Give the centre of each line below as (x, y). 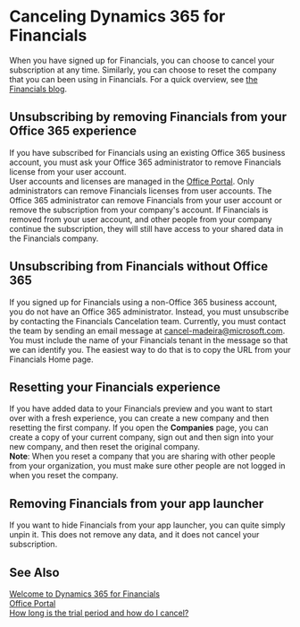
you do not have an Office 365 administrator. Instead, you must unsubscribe (149, 312)
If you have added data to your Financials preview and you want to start (141, 408)
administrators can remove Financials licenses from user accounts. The (141, 191)
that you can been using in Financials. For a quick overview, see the (133, 79)
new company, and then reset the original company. (105, 447)
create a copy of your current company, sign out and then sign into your (142, 437)
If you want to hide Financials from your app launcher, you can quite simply (147, 525)
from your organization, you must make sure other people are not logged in (147, 466)
